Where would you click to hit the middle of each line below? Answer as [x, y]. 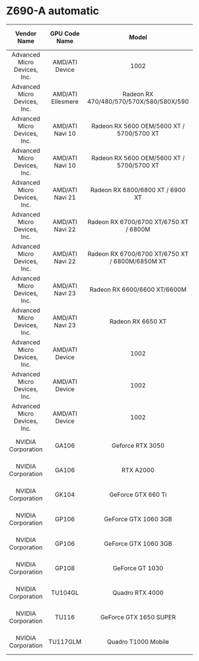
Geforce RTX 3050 [138, 445]
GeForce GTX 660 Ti [138, 495]
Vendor [26, 33]
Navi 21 [65, 197]
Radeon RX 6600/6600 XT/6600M [138, 289]
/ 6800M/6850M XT [138, 261]
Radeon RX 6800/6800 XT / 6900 [138, 190]
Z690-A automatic [53, 11]
